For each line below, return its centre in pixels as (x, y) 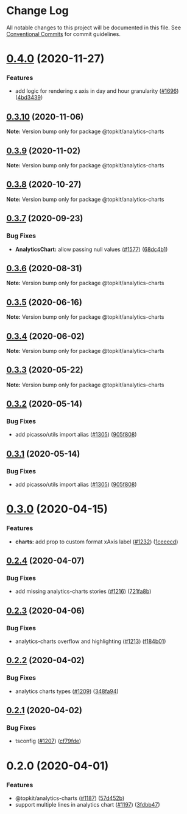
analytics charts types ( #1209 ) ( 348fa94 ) (67, 691)
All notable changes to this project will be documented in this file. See (94, 27)
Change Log (37, 11)
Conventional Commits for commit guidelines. (63, 34)
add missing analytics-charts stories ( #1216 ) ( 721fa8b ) (83, 591)
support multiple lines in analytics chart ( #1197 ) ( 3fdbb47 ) (87, 804)
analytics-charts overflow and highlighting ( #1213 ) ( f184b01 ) (90, 641)
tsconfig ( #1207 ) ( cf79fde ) (48, 741)
